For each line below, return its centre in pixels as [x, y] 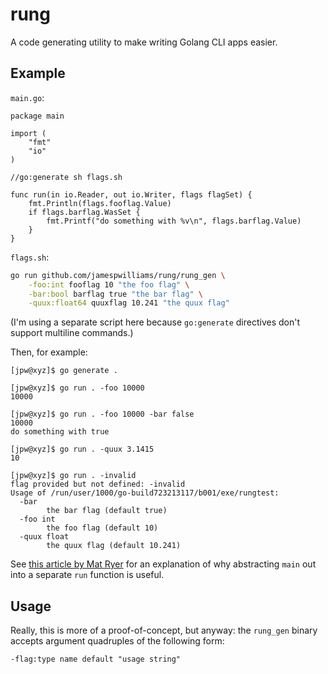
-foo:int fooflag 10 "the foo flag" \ [109, 284]
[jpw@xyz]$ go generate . [64, 371]
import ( [28, 133]
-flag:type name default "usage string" [96, 659]
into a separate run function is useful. [87, 575]
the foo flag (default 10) [102, 528]
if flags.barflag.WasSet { [84, 212]
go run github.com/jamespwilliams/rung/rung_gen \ [118, 275]
